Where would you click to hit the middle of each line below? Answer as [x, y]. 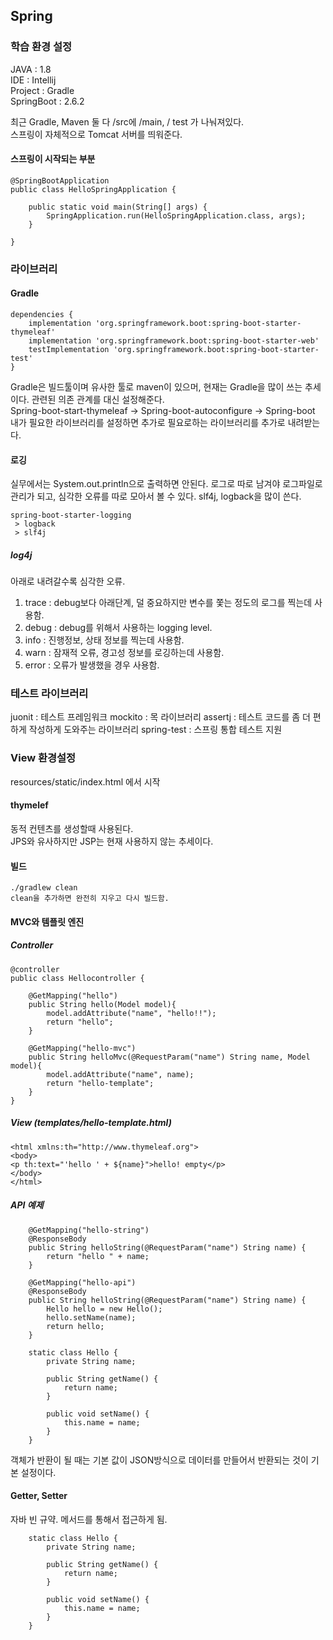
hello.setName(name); [91, 1317]
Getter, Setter [39, 1496]
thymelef [29, 805]
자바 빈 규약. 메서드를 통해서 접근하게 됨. [89, 1519]
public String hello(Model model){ [102, 1004]
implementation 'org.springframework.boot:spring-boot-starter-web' [174, 341]
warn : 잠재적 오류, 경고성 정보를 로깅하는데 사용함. [124, 653]
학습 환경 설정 [41, 47]
